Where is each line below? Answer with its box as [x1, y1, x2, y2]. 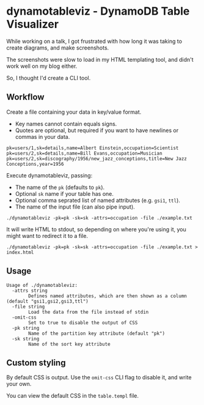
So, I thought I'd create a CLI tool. [6, 74, 91, 81]
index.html [6, 249, 34, 255]
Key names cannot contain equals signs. [15, 120, 117, 127]
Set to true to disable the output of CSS [28, 319, 138, 325]
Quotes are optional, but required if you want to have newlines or [15, 127, 179, 134]
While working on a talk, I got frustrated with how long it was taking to [6, 37, 182, 45]
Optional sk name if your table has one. [15, 190, 114, 197]
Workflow [6, 92, 45, 102]
